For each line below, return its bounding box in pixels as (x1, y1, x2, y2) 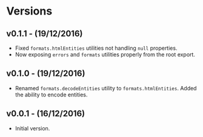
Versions (6, 4, 53, 18)
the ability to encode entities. (15, 91, 88, 98)
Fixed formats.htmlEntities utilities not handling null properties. (15, 44, 178, 52)
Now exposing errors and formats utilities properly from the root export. (15, 51, 196, 58)
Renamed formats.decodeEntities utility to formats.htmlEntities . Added (15, 84, 197, 92)
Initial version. (15, 124, 50, 132)
